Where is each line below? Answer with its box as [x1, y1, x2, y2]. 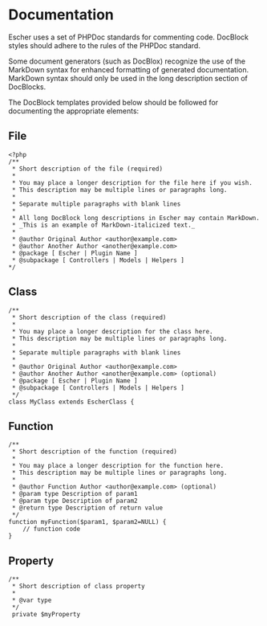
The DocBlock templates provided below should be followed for [8, 97, 219, 107]
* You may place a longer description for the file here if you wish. [11, 178, 253, 186]
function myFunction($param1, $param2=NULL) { [8, 518, 167, 526]
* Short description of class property [11, 583, 146, 591]
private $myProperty [11, 611, 81, 619]
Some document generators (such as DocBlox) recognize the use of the [8, 56, 246, 66]
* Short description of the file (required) [11, 165, 163, 173]
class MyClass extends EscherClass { [8, 398, 135, 406]
